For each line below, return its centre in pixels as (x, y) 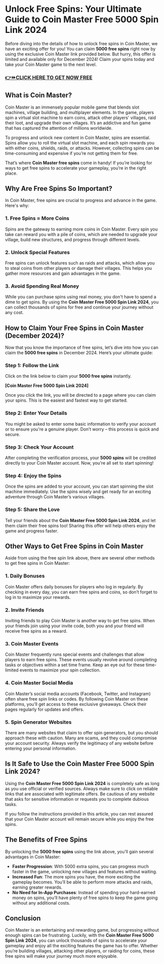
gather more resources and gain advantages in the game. (63, 273)
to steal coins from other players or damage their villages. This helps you (79, 268)
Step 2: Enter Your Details (36, 413)
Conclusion (23, 918)
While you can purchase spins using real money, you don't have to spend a (81, 297)
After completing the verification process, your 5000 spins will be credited (81, 458)
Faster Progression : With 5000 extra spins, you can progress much (81, 866)
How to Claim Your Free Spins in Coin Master (74, 328)
